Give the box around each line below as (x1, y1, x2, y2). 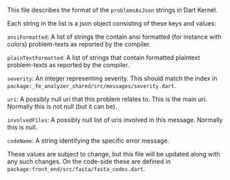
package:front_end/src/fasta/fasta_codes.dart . (7, 165, 146, 172)
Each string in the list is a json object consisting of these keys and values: (7, 19, 216, 27)
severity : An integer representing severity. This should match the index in (7, 74, 218, 82)
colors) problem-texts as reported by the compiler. (7, 40, 151, 48)
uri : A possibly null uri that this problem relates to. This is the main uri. (7, 95, 208, 103)
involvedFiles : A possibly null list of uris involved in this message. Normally (7, 116, 223, 124)
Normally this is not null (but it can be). (7, 102, 117, 110)
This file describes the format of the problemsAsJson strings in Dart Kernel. (7, 6, 218, 14)
